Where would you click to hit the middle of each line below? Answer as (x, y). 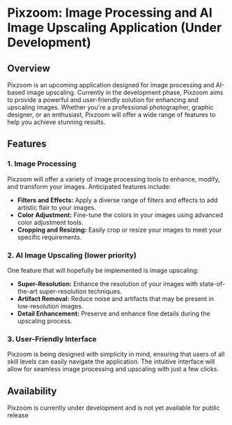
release (18, 415)
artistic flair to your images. (56, 207)
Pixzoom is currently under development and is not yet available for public (114, 408)
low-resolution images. (50, 306)
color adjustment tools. (50, 222)
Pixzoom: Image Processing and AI (110, 13)
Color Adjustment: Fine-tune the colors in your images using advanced (120, 215)
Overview (29, 68)
